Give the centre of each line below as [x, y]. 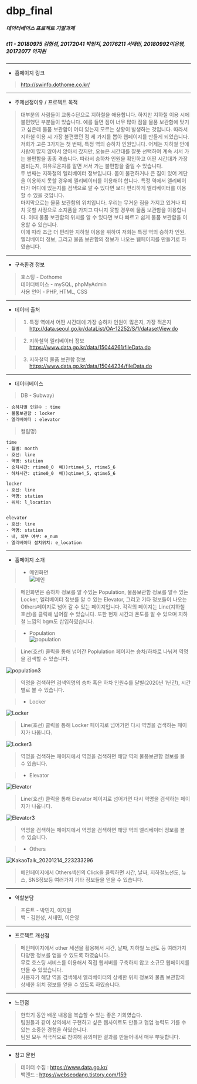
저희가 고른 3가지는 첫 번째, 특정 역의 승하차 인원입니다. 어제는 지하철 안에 [105, 144]
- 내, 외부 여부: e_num [32, 536]
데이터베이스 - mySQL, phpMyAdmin [64, 284]
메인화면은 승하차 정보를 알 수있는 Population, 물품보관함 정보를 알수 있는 [104, 592]
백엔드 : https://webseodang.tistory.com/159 [74, 1075]
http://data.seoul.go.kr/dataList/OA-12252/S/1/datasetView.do [103, 328]
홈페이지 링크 [30, 73]
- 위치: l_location [29, 502]
